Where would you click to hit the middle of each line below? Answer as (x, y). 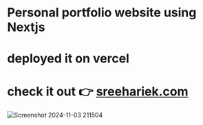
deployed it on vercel (68, 59)
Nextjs (26, 27)
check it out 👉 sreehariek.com (98, 91)
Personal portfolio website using (102, 13)
